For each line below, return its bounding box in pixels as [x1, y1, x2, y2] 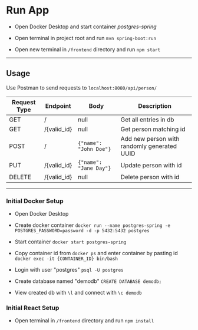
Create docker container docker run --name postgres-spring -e [14, 222, 171, 229]
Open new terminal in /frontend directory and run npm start [14, 45, 161, 53]
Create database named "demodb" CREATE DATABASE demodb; [14, 278, 162, 285]
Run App [6, 4, 49, 17]
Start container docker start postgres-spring [14, 238, 127, 245]
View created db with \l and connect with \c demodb [14, 289, 142, 296]
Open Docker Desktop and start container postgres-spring [14, 23, 157, 30]
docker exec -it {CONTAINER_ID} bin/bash [14, 256, 118, 262]
